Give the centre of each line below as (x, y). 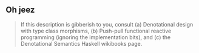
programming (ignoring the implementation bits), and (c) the (96, 37)
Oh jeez (20, 10)
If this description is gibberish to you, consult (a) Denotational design (107, 24)
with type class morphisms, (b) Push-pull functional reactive (96, 31)
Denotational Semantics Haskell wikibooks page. (81, 43)
